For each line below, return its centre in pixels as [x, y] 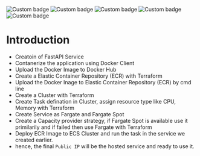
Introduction [38, 40]
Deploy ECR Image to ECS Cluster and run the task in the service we [100, 133]
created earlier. [34, 140]
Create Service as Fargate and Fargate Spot [69, 114]
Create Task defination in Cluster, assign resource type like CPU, [95, 101]
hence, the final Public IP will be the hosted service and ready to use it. [105, 146]
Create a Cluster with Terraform [54, 95]
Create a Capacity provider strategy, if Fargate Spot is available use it [101, 120]
